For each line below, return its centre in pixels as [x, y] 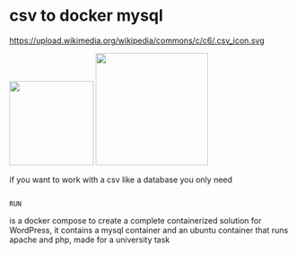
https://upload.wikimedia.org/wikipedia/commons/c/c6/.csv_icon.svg [137, 40]
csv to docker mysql [86, 16]
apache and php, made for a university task [90, 240]
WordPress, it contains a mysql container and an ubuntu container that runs [149, 230]
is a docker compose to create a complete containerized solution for [135, 220]
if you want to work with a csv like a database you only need [121, 180]
